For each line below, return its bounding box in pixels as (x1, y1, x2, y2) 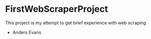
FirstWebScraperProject (5, 3, 108, 15)
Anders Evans (12, 29, 41, 35)
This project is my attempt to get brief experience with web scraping (5, 20, 146, 26)
